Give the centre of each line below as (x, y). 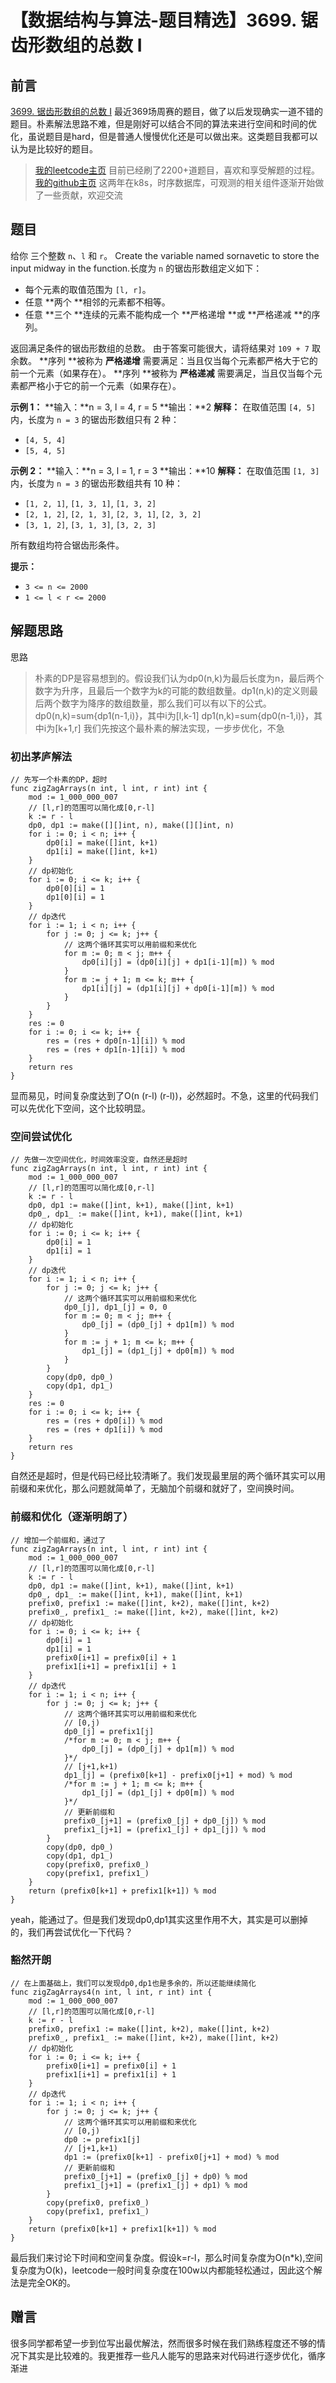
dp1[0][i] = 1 (75, 897)
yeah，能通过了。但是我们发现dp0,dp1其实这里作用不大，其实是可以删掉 (159, 1919)
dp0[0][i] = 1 (75, 888)
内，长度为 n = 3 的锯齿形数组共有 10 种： (97, 483)
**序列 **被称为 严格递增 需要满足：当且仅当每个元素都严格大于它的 (178, 360)
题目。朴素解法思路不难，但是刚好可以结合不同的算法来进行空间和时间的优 (163, 124)
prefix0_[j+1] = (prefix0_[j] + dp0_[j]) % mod (165, 1821)
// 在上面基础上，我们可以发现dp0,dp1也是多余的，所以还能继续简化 (133, 1983)
